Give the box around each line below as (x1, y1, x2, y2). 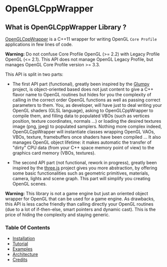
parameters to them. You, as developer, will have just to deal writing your (12, 102, 162, 108)
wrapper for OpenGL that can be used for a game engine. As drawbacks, (5, 196, 155, 202)
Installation (12, 236, 35, 242)
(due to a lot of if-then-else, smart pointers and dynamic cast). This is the (5, 207, 156, 212)
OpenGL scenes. (12, 181, 47, 187)
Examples (12, 246, 33, 252)
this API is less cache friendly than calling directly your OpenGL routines (5, 201, 154, 207)
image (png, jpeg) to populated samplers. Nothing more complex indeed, (12, 123, 162, 129)
